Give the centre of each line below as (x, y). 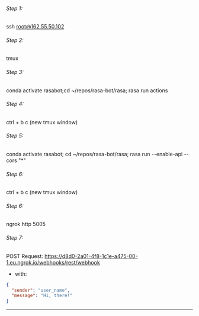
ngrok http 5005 (26, 224)
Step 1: (14, 8)
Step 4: (15, 104)
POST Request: (25, 256)
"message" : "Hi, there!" (42, 296)
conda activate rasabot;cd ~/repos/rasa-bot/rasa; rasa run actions (87, 90)
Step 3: (15, 72)
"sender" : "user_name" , (41, 290)
